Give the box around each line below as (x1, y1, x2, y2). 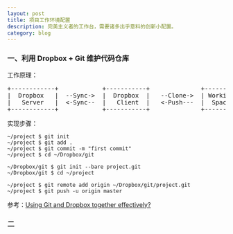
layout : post (7, 10, 45, 17)
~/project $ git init (7, 133, 70, 140)
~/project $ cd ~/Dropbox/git (7, 151, 95, 158)
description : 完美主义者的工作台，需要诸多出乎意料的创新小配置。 (7, 23, 177, 30)
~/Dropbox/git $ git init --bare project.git (7, 163, 141, 170)
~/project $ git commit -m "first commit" (7, 145, 132, 152)
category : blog (7, 29, 51, 37)
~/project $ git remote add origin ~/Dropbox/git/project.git (7, 181, 191, 188)
